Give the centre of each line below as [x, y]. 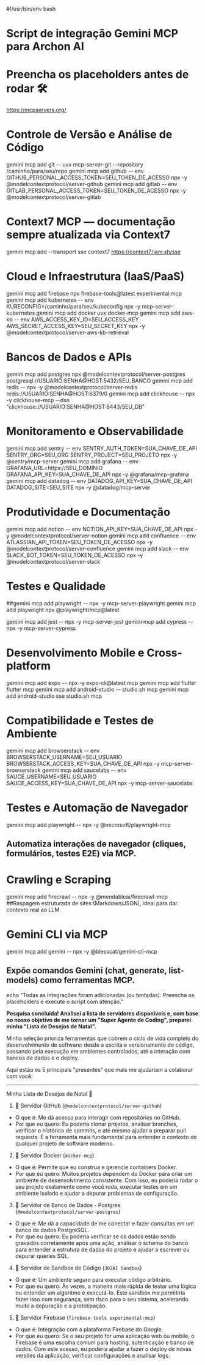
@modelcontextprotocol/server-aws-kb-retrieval [68, 332]
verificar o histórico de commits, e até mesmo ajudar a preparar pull [100, 1130]
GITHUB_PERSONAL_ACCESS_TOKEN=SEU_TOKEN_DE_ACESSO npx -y [97, 178]
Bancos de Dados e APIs [69, 357]
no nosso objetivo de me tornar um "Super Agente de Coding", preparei [99, 1020]
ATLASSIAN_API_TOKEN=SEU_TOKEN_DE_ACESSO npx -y [80, 542]
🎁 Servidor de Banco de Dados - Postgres [68, 1205]
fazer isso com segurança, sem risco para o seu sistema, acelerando [102, 1299]
